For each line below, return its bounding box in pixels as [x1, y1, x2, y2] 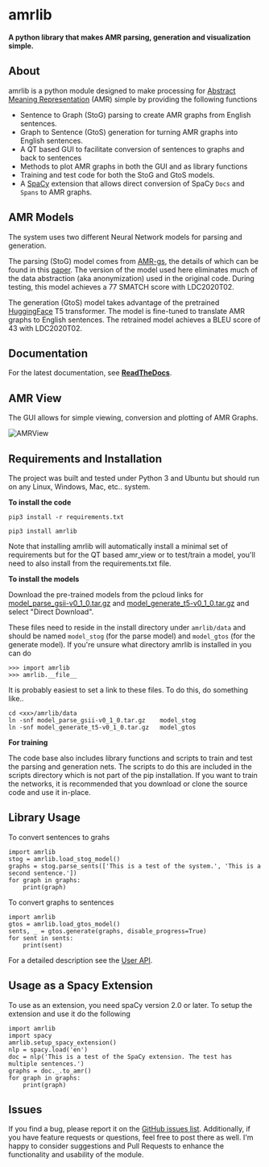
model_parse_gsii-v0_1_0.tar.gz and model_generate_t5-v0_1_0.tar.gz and [8, 599, 250, 608]
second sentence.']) [8, 869, 78, 877]
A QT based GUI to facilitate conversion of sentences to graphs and [19, 144, 245, 154]
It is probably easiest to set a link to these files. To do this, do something [8, 685, 248, 695]
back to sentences [19, 153, 82, 162]
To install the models [8, 575, 80, 583]
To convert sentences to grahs [8, 832, 110, 842]
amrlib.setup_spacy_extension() [8, 1039, 117, 1047]
